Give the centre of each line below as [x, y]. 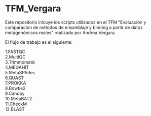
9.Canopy [15, 93]
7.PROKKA [16, 83]
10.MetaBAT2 [19, 98]
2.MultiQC [15, 57]
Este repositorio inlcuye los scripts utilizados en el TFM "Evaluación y [76, 22]
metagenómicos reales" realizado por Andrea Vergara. [60, 32]
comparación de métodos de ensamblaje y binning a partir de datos [74, 27]
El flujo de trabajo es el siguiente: [39, 42]
